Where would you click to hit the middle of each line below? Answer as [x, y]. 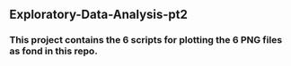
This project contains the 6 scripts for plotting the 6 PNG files [146, 40]
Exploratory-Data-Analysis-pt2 [99, 15]
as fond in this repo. [54, 51]
